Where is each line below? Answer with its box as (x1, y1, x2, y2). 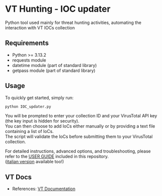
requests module (12, 57, 46, 63)
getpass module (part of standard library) (12, 67, 96, 73)
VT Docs (5, 173, 32, 181)
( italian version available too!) (5, 159, 64, 165)
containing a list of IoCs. (5, 129, 54, 134)
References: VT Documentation (12, 186, 76, 192)
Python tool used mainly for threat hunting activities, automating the (5, 20, 142, 25)
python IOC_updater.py (5, 104, 51, 109)
